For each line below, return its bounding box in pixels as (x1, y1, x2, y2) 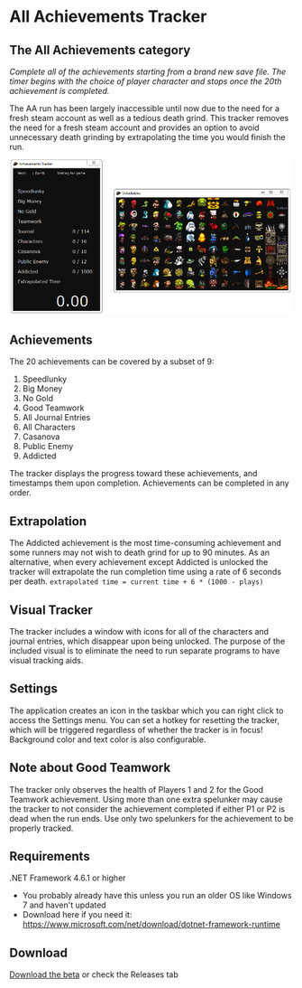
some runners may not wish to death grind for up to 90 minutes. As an (9, 547, 270, 558)
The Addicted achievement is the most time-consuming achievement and (9, 538, 282, 549)
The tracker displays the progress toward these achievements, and (9, 468, 258, 479)
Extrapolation (9, 513, 87, 529)
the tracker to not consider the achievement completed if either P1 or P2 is (9, 803, 286, 814)
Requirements (9, 848, 90, 864)
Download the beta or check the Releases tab (9, 969, 178, 980)
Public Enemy (22, 441, 74, 452)
